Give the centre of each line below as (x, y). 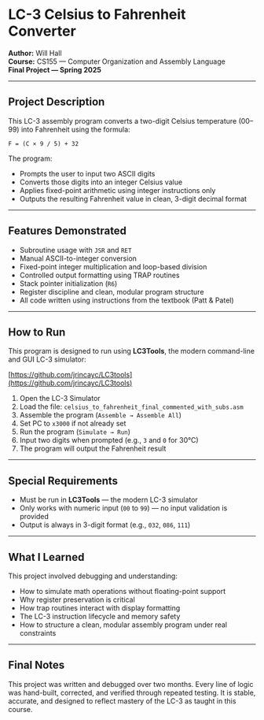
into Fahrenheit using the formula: (76, 129)
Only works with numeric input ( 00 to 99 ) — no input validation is (123, 508)
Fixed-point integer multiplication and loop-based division (113, 266)
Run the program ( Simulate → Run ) (75, 432)
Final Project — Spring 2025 (55, 69)
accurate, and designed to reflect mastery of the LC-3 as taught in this (122, 701)
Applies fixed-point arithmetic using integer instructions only (117, 190)
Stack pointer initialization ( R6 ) (68, 283)
